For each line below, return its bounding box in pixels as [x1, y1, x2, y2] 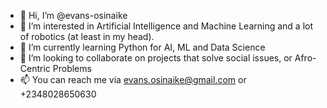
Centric [19, 63, 51, 74]
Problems [52, 63, 92, 74]
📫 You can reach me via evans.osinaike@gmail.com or [19, 74, 247, 85]
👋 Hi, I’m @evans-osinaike [19, 10, 128, 21]
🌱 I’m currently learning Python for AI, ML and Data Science [19, 41, 266, 53]
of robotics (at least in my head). [19, 31, 155, 42]
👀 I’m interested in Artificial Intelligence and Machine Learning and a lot [19, 20, 314, 32]
